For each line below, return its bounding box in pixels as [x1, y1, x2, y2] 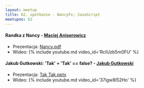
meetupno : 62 [5, 17, 33, 22]
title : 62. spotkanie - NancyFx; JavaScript [5, 12, 100, 17]
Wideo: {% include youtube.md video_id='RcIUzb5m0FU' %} [12, 49, 139, 55]
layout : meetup [5, 7, 37, 13]
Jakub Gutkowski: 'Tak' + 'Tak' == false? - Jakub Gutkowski [5, 60, 134, 66]
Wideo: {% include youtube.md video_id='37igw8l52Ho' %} [12, 76, 137, 83]
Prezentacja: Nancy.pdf [12, 43, 61, 49]
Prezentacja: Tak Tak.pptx [12, 71, 66, 77]
